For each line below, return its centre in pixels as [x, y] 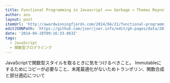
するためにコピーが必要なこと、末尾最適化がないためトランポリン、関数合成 [85, 69]
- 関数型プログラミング [31, 48]
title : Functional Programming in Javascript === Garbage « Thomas [78, 10]
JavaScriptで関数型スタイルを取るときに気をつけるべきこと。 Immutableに [83, 63]
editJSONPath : [20, 29]
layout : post [19, 19]
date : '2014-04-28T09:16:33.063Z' [42, 33]
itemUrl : [14, 24]
